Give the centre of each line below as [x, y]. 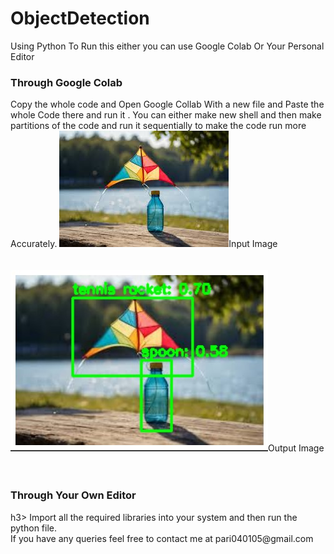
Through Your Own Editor [73, 495]
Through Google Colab [66, 82]
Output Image [296, 448]
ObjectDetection [80, 18]
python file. [33, 528]
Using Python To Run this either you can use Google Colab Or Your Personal [167, 46]
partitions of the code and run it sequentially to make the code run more [158, 126]
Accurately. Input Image [144, 244]
